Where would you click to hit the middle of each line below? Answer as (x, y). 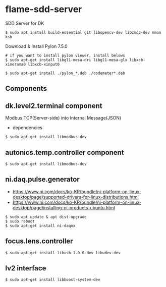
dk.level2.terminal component (54, 106)
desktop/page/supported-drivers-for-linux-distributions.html (75, 197)
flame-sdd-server (44, 9)
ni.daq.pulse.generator (42, 179)
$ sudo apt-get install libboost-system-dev (53, 280)
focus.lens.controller (39, 241)
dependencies (27, 128)
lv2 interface (26, 268)
